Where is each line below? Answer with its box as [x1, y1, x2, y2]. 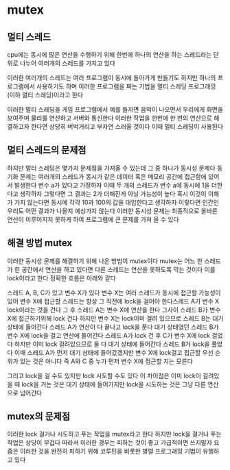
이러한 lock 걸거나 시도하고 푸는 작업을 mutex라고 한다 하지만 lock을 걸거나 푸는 [7, 430, 222, 438]
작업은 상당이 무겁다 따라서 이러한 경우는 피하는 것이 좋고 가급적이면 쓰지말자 [7, 438, 213, 447]
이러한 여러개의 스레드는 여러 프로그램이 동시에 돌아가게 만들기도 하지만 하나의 [7, 74, 216, 82]
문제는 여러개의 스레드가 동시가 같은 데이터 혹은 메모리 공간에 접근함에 [19, 172, 207, 180]
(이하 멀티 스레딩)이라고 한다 [7, 91, 84, 99]
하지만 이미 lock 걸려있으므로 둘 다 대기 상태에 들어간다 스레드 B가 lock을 [14, 340, 210, 348]
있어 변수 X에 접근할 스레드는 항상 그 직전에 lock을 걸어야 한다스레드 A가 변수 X [7, 297, 220, 305]
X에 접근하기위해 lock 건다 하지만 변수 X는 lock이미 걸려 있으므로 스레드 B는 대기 [7, 314, 224, 322]
